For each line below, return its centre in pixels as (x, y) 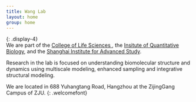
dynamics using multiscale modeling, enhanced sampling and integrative (94, 69)
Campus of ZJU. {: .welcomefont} (47, 93)
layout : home (22, 17)
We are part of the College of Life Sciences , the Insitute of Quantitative (93, 45)
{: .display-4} (22, 39)
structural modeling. (30, 75)
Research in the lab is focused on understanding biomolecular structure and (98, 63)
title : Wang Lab (26, 11)
